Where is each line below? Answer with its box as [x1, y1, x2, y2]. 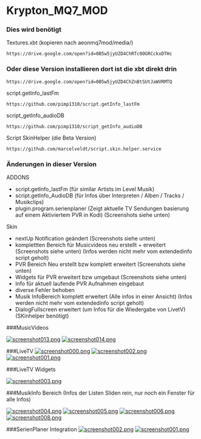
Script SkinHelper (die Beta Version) [6, 134, 97, 141]
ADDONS [6, 174, 30, 181]
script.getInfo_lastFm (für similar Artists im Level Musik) [15, 186, 155, 193]
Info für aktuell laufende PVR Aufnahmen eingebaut [15, 280, 145, 287]
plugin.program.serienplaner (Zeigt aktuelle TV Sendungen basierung [15, 205, 189, 213]
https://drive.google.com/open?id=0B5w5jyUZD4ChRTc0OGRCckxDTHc [6, 51, 172, 57]
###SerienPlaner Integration [6, 426, 77, 433]
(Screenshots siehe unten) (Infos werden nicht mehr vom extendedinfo [15, 248, 192, 255]
